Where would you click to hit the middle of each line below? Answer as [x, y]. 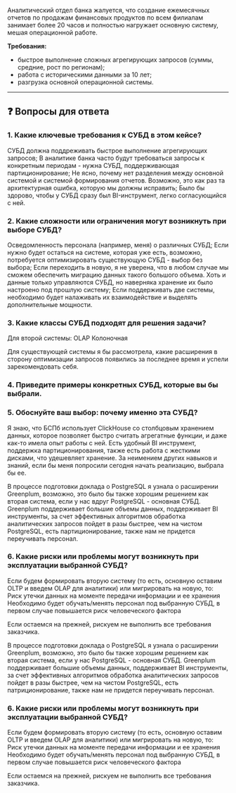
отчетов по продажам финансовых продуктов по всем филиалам [105, 18]
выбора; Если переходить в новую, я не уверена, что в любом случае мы [118, 267]
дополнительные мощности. [50, 304]
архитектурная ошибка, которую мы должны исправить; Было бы [106, 188]
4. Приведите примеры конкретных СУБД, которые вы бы [113, 385]
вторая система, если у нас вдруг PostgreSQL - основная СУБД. [104, 501]
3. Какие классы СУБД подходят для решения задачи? [107, 322]
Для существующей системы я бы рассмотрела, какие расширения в [112, 352]
